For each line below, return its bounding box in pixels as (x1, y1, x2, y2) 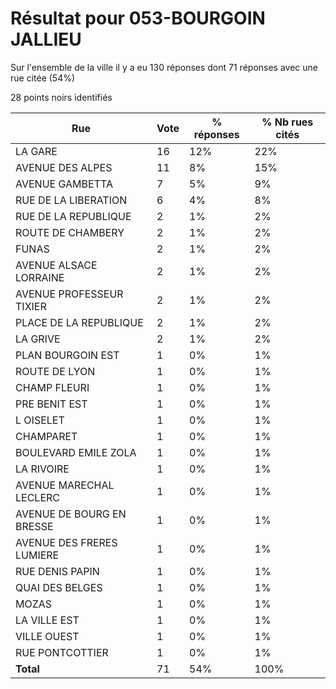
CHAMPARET (15, 429, 78, 443)
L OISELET (15, 413, 65, 427)
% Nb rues (261, 115, 314, 129)
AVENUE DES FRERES (15, 535, 118, 549)
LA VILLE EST (15, 613, 80, 627)
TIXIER (15, 299, 47, 313)
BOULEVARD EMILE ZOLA (15, 445, 137, 459)
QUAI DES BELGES (15, 580, 103, 594)
